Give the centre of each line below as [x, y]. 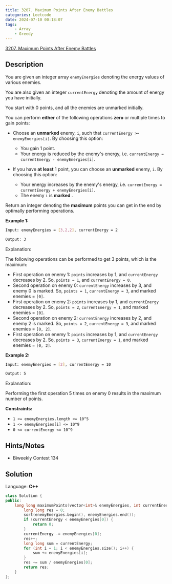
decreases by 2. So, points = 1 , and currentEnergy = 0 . [72, 280]
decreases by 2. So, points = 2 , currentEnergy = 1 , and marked [80, 307]
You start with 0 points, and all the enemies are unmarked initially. [74, 108]
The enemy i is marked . [47, 195]
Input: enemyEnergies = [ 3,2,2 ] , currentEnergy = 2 [61, 230]
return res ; [37, 567]
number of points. [24, 399]
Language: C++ [22, 486]
